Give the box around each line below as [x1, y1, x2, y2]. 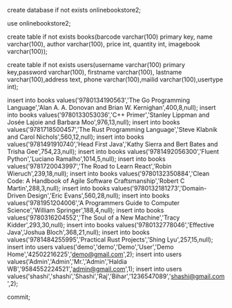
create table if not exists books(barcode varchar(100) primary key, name [7, 32, 213, 41]
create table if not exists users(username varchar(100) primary [7, 61, 185, 68]
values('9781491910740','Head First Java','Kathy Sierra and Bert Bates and [7, 140, 218, 148]
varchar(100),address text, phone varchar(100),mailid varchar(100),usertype [7, 75, 224, 84]
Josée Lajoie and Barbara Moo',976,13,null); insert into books [7, 118, 180, 126]
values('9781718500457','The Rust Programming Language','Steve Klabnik [7, 126, 217, 133]
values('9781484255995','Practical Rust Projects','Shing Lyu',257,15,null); [7, 235, 213, 244]
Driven [7, 191, 26, 200]
